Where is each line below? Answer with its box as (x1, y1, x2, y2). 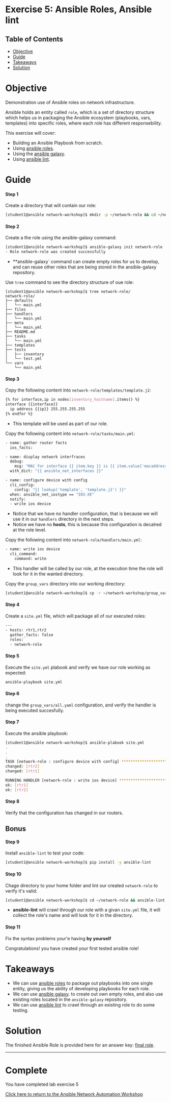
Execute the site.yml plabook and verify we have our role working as (5, 664, 151, 670)
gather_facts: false (10, 632, 53, 638)
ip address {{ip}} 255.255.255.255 (10, 407, 85, 412)
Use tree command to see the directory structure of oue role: (5, 279, 134, 285)
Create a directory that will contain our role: (5, 203, 97, 209)
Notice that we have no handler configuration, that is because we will (12, 510, 158, 517)
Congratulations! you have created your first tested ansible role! (5, 945, 139, 951)
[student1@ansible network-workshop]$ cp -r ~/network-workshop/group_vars (5, 591, 169, 596)
